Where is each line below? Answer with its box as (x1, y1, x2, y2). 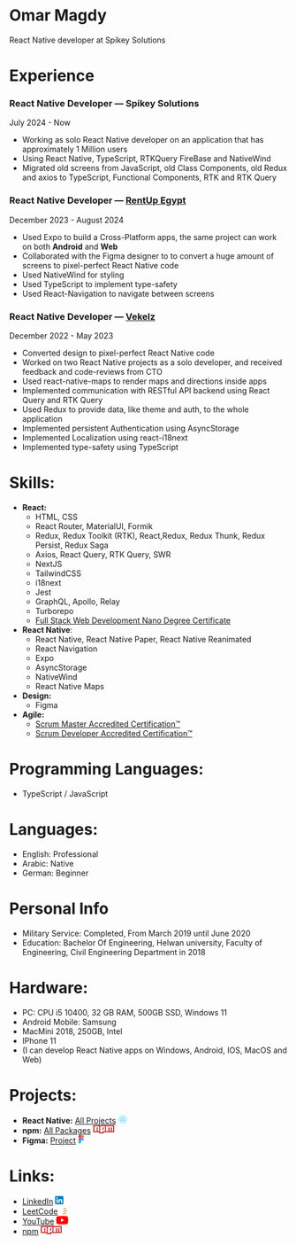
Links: (9, 1166, 56, 1186)
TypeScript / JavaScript (21, 788, 109, 798)
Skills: (9, 473, 56, 493)
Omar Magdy (9, 5, 108, 26)
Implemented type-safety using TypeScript (21, 442, 179, 453)
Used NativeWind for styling (21, 269, 125, 280)
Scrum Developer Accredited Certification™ (34, 728, 193, 738)
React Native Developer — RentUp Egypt (9, 194, 186, 206)
